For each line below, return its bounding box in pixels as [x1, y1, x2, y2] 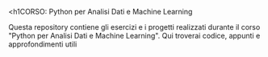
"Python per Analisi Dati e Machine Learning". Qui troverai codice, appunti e [8, 31, 261, 40]
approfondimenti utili [8, 39, 77, 49]
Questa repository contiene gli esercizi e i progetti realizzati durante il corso [8, 22, 261, 31]
